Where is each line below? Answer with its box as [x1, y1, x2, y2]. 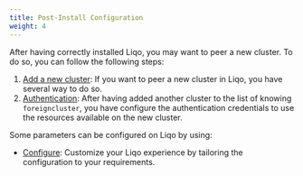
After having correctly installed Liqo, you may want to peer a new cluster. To [9, 46, 294, 57]
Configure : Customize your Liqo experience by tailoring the [22, 146, 243, 158]
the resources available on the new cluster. [22, 112, 183, 123]
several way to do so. [22, 83, 102, 94]
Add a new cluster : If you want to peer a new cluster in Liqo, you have [22, 73, 283, 84]
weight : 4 [9, 22, 47, 31]
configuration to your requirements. [22, 156, 156, 167]
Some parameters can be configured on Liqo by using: [9, 129, 213, 140]
